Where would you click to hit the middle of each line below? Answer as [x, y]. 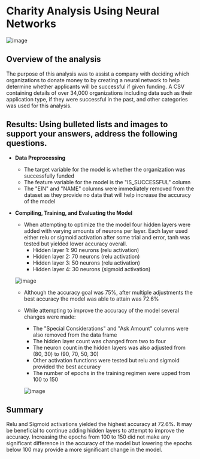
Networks [31, 24]
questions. [27, 143]
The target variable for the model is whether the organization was [104, 169]
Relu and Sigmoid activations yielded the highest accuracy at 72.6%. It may [99, 424]
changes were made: [50, 317]
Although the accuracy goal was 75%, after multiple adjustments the [108, 292]
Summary [25, 409]
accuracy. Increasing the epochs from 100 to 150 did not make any [88, 437]
